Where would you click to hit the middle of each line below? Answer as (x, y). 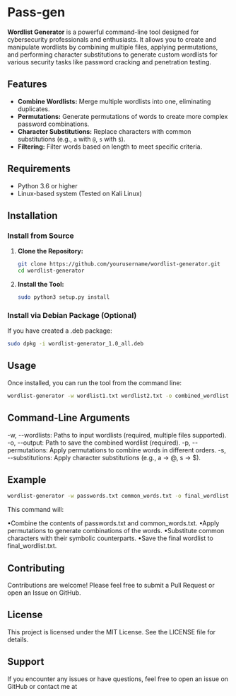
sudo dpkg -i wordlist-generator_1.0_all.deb (75, 344)
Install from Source (41, 236)
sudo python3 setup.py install (64, 297)
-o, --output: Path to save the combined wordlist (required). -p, (99, 443)
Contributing (36, 568)
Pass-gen (36, 12)
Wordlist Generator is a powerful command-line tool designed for (103, 32)
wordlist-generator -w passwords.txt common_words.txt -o (94, 496)
